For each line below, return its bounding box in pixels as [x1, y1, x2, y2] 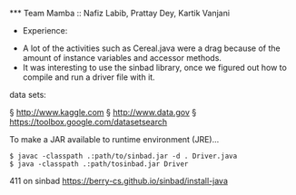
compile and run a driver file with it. [22, 72, 156, 83]
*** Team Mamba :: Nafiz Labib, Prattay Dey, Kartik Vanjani [9, 8, 230, 18]
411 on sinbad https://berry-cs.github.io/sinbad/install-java [9, 176, 229, 186]
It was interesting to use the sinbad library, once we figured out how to [22, 63, 288, 73]
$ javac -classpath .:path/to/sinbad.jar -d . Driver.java [9, 151, 238, 161]
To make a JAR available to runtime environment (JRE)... [9, 134, 220, 144]
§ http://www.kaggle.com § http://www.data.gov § [9, 107, 197, 117]
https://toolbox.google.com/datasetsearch [9, 117, 168, 127]
